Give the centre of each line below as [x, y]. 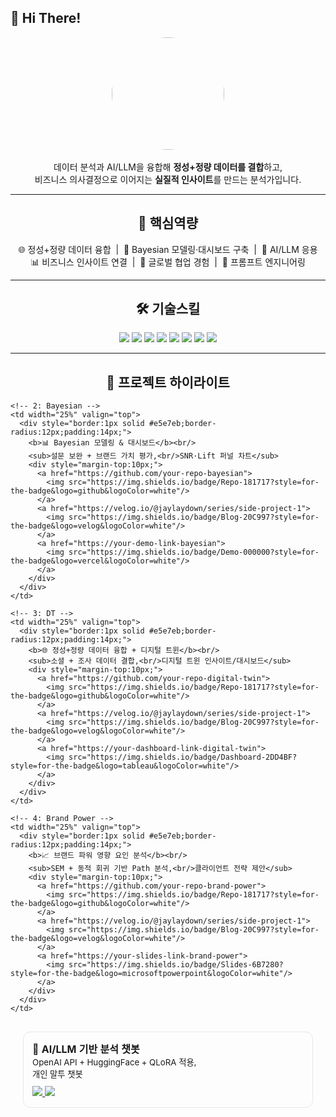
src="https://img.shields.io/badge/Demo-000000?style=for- [194, 552]
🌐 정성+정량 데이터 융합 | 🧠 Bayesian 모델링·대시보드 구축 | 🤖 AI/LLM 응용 [168, 249]
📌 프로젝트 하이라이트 [168, 382]
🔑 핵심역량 [168, 223]
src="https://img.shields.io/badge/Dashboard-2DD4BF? [183, 757]
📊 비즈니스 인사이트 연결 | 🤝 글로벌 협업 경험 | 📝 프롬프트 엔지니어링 [168, 262]
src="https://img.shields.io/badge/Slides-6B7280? [176, 965]
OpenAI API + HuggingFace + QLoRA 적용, [114, 1062]
